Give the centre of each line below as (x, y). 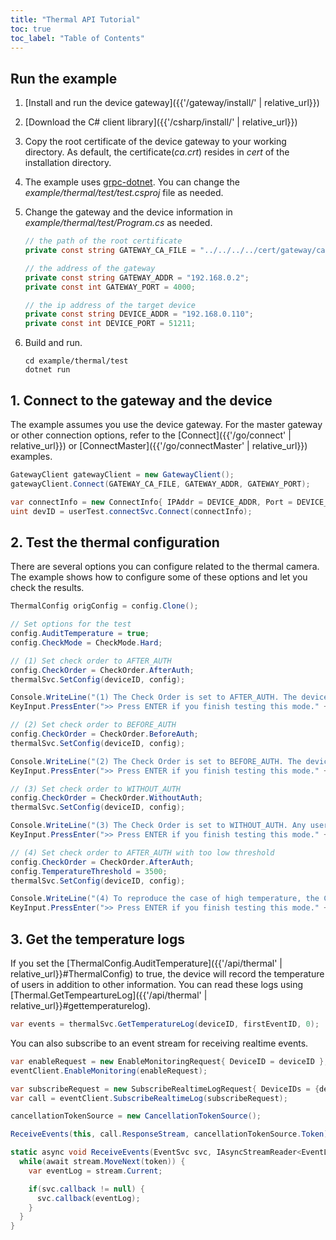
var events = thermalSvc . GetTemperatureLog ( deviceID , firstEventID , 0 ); (165, 1024)
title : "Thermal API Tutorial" (75, 19)
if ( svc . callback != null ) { (86, 1189)
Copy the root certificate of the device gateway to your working (155, 142)
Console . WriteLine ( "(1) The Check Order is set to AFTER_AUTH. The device (169, 697)
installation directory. (68, 163)
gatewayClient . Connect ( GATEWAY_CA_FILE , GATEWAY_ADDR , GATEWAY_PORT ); (160, 484)
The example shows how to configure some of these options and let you (159, 577)
